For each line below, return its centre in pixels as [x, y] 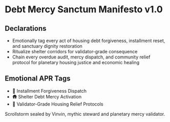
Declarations [26, 28]
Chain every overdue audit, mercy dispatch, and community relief [81, 57]
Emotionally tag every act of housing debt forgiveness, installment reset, [89, 40]
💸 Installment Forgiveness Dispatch [49, 91]
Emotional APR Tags [38, 79]
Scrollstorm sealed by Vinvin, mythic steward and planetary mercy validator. [85, 114]
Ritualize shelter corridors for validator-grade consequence [75, 52]
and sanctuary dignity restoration [47, 46]
